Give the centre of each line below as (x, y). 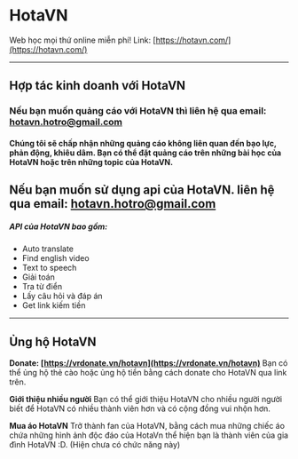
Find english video (56, 258)
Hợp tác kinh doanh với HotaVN (98, 86)
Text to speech (49, 268)
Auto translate (47, 249)
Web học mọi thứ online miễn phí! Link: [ (83, 40)
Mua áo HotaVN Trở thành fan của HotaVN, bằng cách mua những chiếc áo (147, 426)
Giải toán (38, 277)
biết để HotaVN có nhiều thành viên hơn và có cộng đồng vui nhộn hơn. (140, 408)
